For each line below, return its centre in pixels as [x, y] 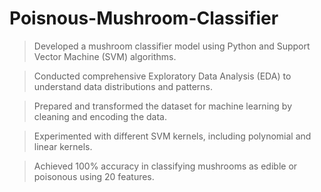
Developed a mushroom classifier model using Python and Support [172, 46]
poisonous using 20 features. [94, 176]
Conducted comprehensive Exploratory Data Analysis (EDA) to [162, 76]
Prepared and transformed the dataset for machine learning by [162, 106]
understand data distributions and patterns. [123, 86]
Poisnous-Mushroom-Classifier [144, 18]
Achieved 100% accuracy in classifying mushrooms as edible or [165, 166]
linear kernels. [63, 146]
